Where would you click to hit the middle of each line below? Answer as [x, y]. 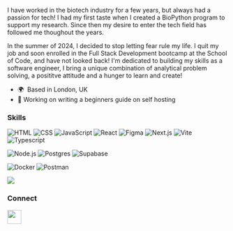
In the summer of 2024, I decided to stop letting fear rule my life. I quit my [113, 46]
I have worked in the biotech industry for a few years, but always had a [109, 10]
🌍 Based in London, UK [53, 89]
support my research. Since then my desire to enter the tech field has [107, 25]
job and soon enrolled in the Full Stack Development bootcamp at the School [117, 53]
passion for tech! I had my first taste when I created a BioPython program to [116, 17]
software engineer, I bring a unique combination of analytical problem [107, 68]
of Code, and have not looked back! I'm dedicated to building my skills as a [115, 61]
